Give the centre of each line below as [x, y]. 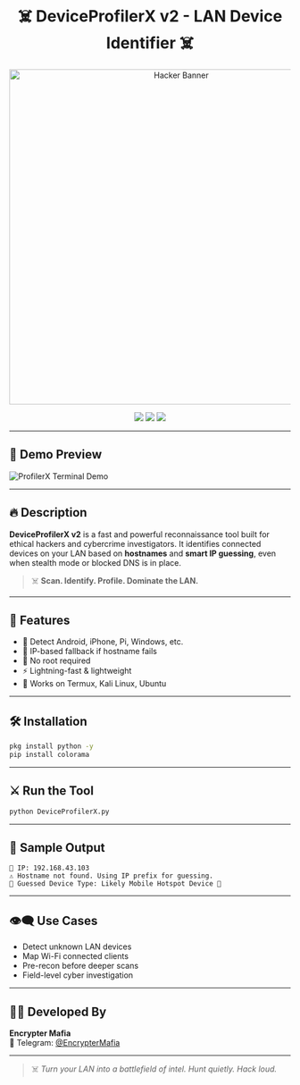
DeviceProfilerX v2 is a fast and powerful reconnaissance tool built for [140, 534]
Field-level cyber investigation [78, 975]
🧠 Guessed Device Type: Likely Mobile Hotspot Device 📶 [115, 884]
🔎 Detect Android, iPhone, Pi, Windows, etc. [103, 642]
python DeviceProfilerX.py [59, 812]
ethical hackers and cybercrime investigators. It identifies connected [135, 543]
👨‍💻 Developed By [58, 1011]
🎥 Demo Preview [56, 454]
